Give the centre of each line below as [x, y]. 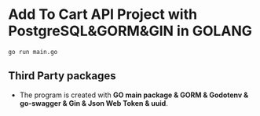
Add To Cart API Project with [103, 14]
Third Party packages [62, 76]
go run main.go [33, 52]
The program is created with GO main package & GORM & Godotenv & [134, 95]
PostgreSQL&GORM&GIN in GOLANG [130, 31]
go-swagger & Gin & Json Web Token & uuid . [94, 103]
